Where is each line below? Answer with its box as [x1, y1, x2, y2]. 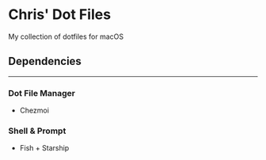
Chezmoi [19, 105, 50, 116]
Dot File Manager [8, 87, 75, 98]
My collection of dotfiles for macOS [8, 32, 124, 41]
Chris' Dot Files [8, 6, 112, 24]
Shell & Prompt [8, 125, 66, 136]
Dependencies [8, 55, 82, 68]
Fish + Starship [19, 143, 70, 153]
